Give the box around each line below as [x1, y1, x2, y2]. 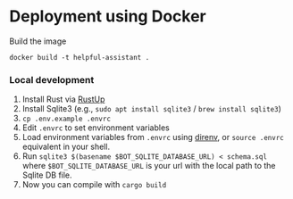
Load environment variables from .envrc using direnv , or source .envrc [21, 132, 284, 143]
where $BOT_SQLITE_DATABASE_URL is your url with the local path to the [21, 161, 276, 171]
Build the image [9, 36, 67, 46]
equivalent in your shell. [21, 141, 110, 153]
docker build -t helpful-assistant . [9, 53, 150, 62]
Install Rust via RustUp [21, 94, 105, 104]
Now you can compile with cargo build [21, 179, 167, 190]
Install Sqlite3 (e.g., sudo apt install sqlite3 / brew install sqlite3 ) [21, 104, 281, 114]
